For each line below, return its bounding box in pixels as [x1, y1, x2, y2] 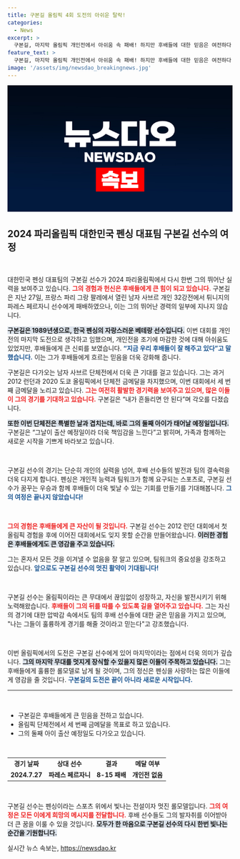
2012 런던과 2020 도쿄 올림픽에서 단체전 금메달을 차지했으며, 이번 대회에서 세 [7, 377, 224, 386]
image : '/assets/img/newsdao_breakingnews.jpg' [7, 64, 152, 71]
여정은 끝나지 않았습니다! [14, 493, 84, 502]
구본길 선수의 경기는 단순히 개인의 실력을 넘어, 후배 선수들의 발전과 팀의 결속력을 [7, 466, 231, 475]
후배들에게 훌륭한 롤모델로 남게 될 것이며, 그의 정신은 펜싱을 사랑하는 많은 [7, 667, 211, 675]
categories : [7, 19, 43, 26]
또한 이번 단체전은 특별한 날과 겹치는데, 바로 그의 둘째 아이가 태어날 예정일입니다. [7, 419, 230, 428]
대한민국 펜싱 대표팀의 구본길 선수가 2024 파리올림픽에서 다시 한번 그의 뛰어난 [7, 275, 225, 284]
